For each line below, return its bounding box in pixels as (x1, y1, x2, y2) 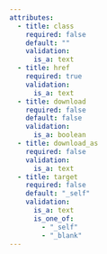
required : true (25, 72, 83, 81)
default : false (25, 113, 83, 122)
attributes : (9, 13, 54, 23)
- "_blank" (41, 231, 83, 240)
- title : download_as (17, 139, 99, 148)
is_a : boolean (32, 131, 87, 140)
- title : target (17, 172, 78, 181)
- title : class (17, 22, 75, 31)
